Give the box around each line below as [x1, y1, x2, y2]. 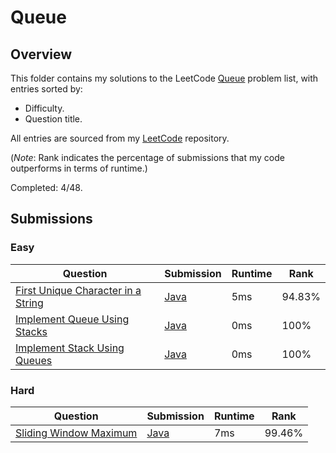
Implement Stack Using [15, 341, 125, 355]
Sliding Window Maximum [15, 426, 138, 440]
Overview [10, 46, 73, 63]
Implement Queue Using [15, 312, 130, 326]
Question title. [24, 113, 83, 125]
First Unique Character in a [15, 283, 142, 297]
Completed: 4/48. [10, 182, 83, 193]
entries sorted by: [10, 83, 83, 95]
